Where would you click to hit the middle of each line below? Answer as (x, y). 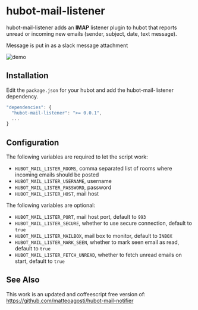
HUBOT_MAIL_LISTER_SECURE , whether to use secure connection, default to (103, 223)
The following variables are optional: (51, 205)
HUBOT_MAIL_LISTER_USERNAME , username (63, 181)
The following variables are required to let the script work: (77, 157)
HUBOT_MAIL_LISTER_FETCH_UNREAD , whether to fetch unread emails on (98, 255)
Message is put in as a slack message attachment (67, 45)
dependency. (22, 96)
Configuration (33, 142)
